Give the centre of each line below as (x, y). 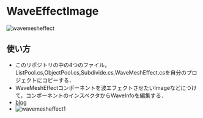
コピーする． (58, 80)
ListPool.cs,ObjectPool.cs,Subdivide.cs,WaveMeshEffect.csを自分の (101, 72)
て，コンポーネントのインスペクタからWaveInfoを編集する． (91, 95)
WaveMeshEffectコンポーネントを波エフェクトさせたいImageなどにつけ (106, 87)
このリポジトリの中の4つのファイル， (62, 65)
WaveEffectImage (53, 11)
